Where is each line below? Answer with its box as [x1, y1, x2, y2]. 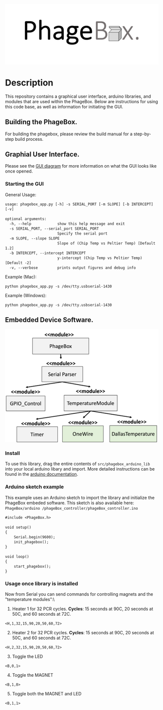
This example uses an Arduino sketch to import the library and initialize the [5, 495, 155, 500]
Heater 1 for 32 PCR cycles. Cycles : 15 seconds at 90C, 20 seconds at [12, 606, 153, 612]
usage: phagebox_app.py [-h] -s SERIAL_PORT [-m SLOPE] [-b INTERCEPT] [5, 202, 153, 207]
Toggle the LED [12, 654, 43, 660]
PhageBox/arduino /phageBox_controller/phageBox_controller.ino [5, 506, 138, 511]
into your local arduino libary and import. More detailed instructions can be [5, 466, 155, 472]
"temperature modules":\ [5, 597, 55, 602]
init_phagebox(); [14, 539, 49, 544]
